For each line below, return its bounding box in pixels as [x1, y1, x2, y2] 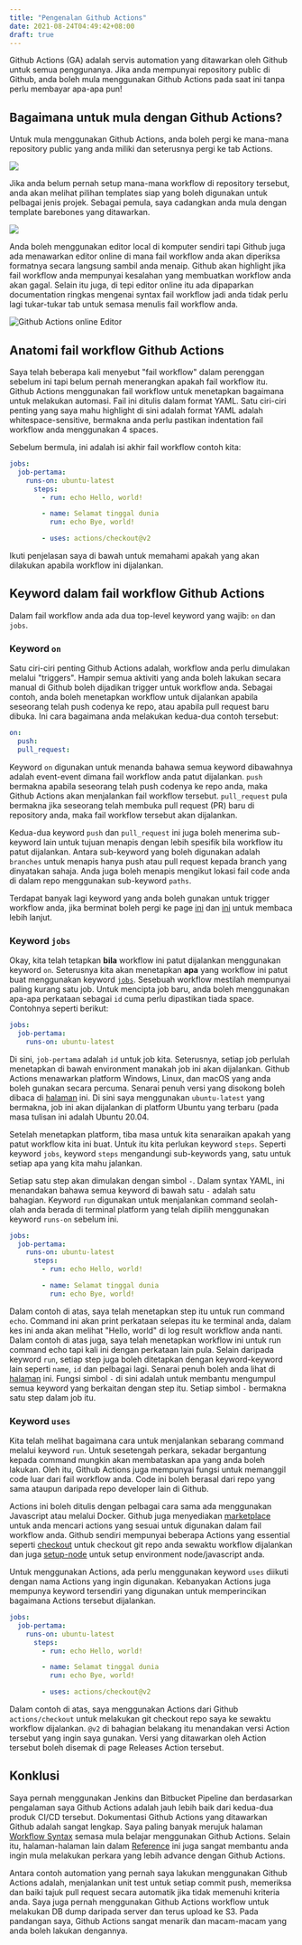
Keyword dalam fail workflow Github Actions [9, 586, 265, 601]
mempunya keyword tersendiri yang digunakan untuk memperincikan [9, 1586, 267, 1597]
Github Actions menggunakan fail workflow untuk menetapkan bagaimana [9, 386, 284, 396]
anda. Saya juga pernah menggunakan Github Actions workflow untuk [9, 1896, 270, 1907]
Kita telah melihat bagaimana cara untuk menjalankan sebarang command [9, 1435, 284, 1447]
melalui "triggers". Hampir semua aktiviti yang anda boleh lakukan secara [9, 673, 281, 684]
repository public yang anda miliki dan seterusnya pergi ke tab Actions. [9, 144, 273, 155]
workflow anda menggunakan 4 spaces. [9, 424, 159, 435]
